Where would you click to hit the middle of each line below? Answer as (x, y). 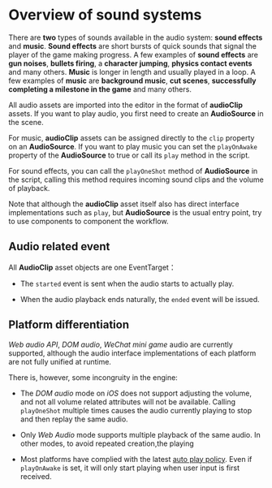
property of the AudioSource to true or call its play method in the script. (129, 155)
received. (36, 476)
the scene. (26, 122)
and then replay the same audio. (74, 419)
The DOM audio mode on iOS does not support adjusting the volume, (136, 393)
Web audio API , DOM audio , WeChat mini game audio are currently (121, 344)
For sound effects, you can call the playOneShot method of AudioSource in (133, 171)
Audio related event (59, 246)
